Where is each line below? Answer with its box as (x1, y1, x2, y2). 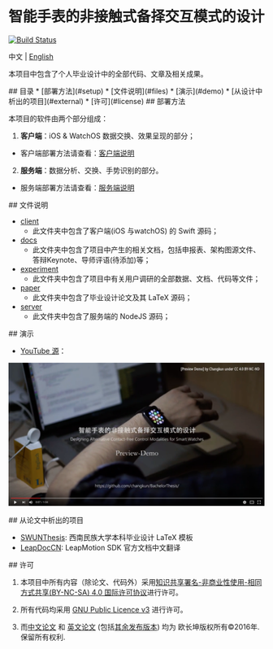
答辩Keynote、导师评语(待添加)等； (32, 255, 151, 264)
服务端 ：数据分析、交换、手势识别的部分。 (19, 165, 163, 175)
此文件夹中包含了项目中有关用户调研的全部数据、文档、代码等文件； (32, 273, 261, 283)
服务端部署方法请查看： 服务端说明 (19, 182, 135, 192)
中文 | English (8, 51, 54, 61)
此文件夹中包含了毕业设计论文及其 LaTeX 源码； (32, 292, 193, 302)
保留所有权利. (19, 632, 66, 642)
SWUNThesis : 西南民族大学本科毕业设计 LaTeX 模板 (19, 533, 193, 542)
